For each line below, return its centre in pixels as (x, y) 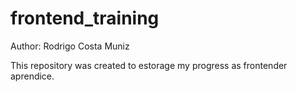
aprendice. (32, 76)
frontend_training (85, 18)
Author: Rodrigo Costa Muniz (70, 46)
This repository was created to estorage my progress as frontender (149, 65)
